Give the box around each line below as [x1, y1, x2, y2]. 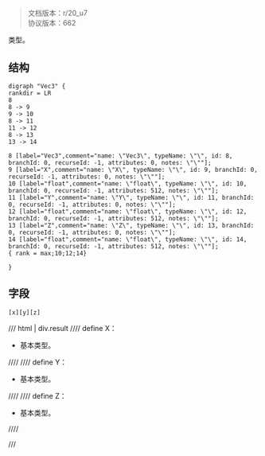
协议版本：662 [27, 18, 76, 28]
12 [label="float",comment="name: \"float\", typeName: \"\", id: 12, [8, 208, 247, 216]
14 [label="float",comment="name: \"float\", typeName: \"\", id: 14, [8, 236, 247, 244]
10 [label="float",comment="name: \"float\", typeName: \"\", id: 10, [8, 180, 247, 188]
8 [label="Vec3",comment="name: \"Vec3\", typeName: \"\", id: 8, [8, 152, 233, 160]
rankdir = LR [8, 89, 52, 97]
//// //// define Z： [8, 391, 67, 400]
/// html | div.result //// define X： [8, 323, 117, 333]
